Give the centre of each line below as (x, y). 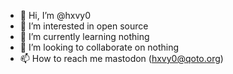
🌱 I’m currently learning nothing (84, 36)
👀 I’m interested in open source (84, 26)
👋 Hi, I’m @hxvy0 (55, 15)
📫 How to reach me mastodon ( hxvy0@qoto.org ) (121, 58)
